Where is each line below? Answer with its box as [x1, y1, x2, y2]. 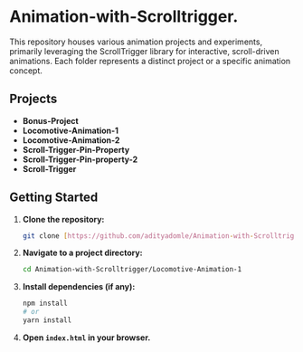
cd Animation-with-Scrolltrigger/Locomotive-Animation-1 [22, 265, 242, 274]
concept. [9, 65, 43, 76]
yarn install [22, 316, 72, 325]
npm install [22, 299, 68, 309]
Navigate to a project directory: [22, 247, 143, 259]
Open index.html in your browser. [22, 332, 151, 343]
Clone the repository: [22, 214, 105, 224]
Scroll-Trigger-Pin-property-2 [22, 154, 138, 165]
